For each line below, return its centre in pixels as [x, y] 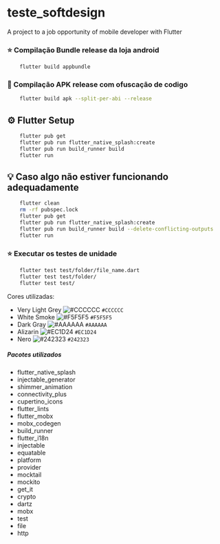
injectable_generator [46, 379]
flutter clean [40, 203]
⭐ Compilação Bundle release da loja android [83, 50]
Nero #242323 [53, 339]
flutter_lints [33, 408]
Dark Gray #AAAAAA [62, 324]
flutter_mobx [35, 416]
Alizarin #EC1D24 [57, 331]
